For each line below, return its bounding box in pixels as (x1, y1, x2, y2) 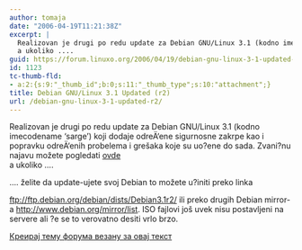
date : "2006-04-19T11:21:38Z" (9, 22, 123, 31)
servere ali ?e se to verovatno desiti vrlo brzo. (9, 213, 179, 225)
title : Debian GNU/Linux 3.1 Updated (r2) (9, 88, 171, 97)
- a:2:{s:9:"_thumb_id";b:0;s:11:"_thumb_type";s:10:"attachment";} (9, 80, 271, 89)
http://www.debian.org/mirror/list (15, 204, 138, 215)
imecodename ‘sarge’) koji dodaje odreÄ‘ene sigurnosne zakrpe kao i (9, 131, 265, 142)
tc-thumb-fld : (9, 72, 63, 81)
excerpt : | (9, 30, 50, 39)
